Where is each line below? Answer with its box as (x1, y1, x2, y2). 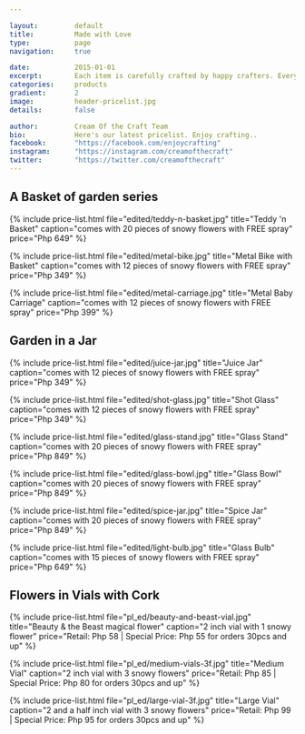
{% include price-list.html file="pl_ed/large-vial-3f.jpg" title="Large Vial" (9, 695, 280, 706)
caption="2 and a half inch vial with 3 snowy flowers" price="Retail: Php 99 (9, 705, 292, 716)
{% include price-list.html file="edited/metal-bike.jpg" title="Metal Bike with (9, 250, 293, 261)
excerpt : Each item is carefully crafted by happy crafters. (9, 72, 274, 81)
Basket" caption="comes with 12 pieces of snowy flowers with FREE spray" (9, 260, 291, 271)
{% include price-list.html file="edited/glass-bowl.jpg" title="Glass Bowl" (9, 468, 282, 478)
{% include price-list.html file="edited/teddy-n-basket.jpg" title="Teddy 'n (9, 213, 287, 224)
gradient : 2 (9, 88, 79, 97)
